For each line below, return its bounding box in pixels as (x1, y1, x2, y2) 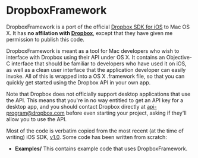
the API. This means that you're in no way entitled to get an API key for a (6, 96, 184, 104)
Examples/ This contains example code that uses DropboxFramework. (14, 145, 188, 152)
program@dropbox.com (6, 109, 65, 116)
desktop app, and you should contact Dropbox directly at (6, 103, 146, 110)
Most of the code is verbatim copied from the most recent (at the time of (6, 127, 184, 134)
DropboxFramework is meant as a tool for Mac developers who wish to (6, 47, 180, 54)
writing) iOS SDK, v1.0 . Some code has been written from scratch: (6, 133, 168, 140)
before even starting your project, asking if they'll (66, 109, 187, 116)
